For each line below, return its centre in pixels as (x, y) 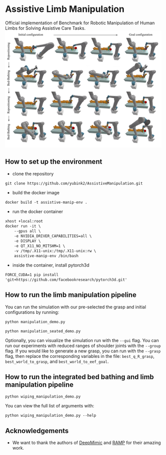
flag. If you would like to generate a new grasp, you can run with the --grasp (83, 351)
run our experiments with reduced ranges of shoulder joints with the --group (83, 345)
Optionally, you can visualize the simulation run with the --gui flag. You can (82, 340)
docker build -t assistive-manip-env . (46, 202)
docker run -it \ (23, 226)
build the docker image (36, 192)
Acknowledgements (37, 430)
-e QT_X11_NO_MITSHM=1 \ (40, 246)
